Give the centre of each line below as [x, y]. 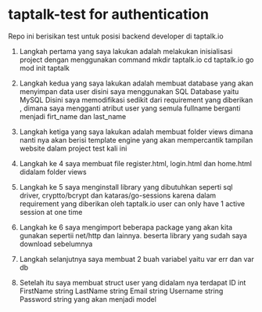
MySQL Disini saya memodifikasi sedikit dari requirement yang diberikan [136, 100]
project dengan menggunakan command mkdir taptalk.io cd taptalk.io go [136, 60]
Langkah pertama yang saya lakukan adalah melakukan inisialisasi [126, 51]
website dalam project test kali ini [73, 148]
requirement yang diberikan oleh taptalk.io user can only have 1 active [132, 203]
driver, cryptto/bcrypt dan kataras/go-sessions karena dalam [118, 195]
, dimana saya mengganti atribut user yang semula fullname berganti [130, 108]
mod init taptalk [45, 67]
